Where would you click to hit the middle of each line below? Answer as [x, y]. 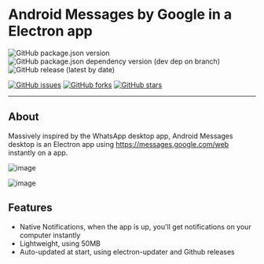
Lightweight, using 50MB [60, 243]
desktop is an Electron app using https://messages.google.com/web [119, 144]
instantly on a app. [38, 152]
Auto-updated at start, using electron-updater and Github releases [127, 251]
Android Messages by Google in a [120, 15]
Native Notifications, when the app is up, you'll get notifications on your [135, 226]
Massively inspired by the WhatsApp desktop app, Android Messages [121, 136]
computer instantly [50, 235]
